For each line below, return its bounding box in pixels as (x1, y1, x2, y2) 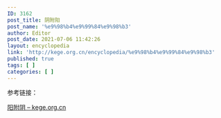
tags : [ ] (7, 62, 36, 69)
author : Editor (7, 29, 51, 37)
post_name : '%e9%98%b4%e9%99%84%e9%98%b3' (7, 23, 132, 30)
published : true (7, 56, 54, 62)
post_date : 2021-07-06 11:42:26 (7, 36, 100, 43)
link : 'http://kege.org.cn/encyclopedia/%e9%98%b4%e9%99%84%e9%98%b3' (7, 49, 215, 56)
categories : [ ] (7, 68, 54, 75)
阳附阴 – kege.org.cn (7, 103, 67, 111)
